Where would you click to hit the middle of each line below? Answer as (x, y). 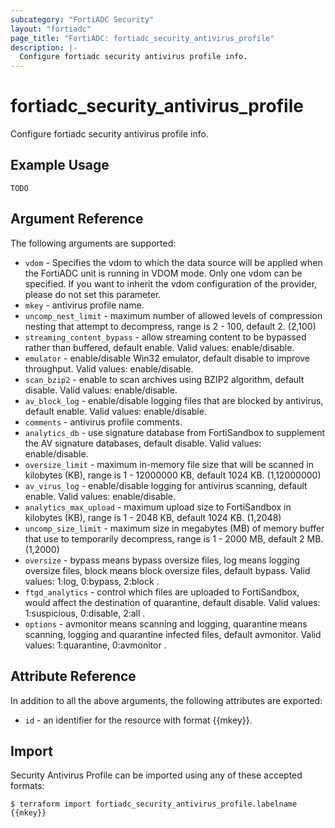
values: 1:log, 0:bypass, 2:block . (92, 581)
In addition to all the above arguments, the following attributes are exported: (166, 700)
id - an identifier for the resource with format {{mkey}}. (138, 720)
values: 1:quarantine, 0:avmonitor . (95, 645)
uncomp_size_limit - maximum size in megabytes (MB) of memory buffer (174, 528)
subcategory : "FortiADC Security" (82, 19)
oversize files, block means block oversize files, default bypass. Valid (167, 570)
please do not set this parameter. (93, 294)
